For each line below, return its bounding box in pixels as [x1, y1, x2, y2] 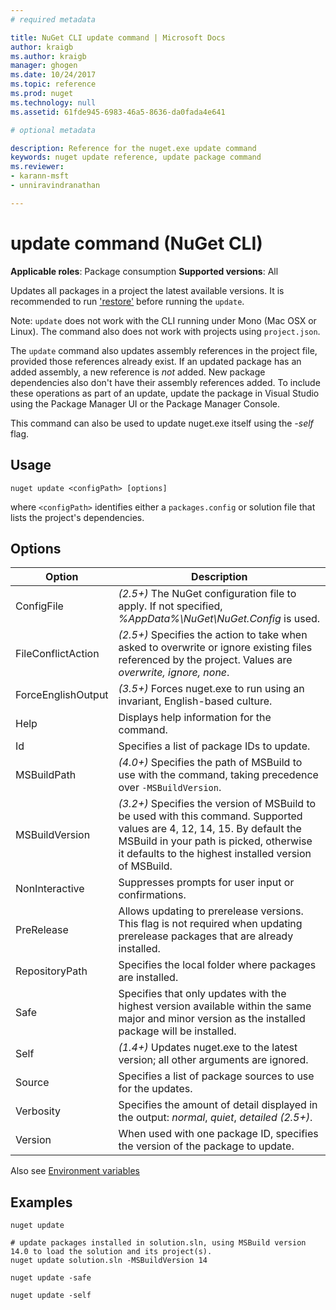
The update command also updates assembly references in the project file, [10, 344, 318, 356]
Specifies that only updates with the [118, 987, 287, 1001]
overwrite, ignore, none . [118, 666, 230, 680]
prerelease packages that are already [118, 929, 294, 943]
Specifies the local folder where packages [118, 958, 317, 972]
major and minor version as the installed [118, 1012, 306, 1026]
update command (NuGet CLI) [10, 232, 263, 255]
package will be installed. [118, 1024, 237, 1038]
